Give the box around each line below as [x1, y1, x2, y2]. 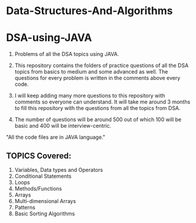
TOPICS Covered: [6, 151, 72, 161]
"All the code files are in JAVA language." [6, 134, 105, 141]
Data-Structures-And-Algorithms [6, 4, 173, 18]
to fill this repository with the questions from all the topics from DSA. [14, 105, 181, 112]
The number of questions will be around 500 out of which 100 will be [14, 116, 181, 123]
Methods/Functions [14, 185, 62, 192]
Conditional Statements [14, 172, 72, 179]
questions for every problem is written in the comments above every [14, 75, 181, 82]
